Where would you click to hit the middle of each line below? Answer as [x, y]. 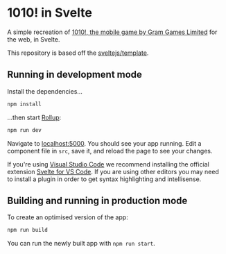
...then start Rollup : [34, 117]
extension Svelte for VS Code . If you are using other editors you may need [113, 171]
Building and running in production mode [97, 200]
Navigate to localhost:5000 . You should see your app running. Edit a [104, 143]
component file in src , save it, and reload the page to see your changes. [110, 151]
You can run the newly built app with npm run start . [81, 244]
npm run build [28, 230]
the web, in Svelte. [34, 39]
